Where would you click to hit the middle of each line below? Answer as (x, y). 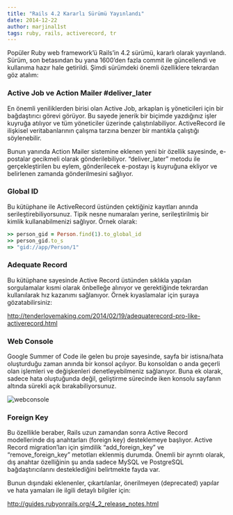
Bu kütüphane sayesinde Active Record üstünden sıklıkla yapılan (99, 280)
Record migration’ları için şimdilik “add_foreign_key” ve (86, 447)
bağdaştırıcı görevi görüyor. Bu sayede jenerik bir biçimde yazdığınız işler (112, 116)
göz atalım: (23, 75)
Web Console (30, 341)
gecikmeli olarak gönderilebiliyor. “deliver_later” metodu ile (116, 159)
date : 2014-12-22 (32, 20)
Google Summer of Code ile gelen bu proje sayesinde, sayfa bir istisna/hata (115, 356)
